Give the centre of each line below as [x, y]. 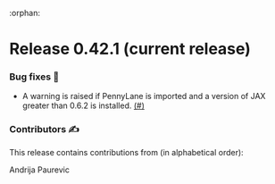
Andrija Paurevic [39, 170]
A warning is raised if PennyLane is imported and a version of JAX [144, 96]
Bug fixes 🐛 [34, 77]
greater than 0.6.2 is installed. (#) [83, 105]
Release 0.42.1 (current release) [130, 49]
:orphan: [25, 13]
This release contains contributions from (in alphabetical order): [126, 152]
